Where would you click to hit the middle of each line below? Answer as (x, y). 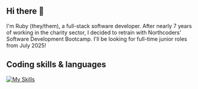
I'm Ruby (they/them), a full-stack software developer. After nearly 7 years (99, 26)
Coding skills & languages (56, 65)
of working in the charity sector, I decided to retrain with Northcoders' (94, 32)
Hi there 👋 (25, 11)
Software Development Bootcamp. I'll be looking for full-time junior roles (97, 39)
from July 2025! (26, 45)
